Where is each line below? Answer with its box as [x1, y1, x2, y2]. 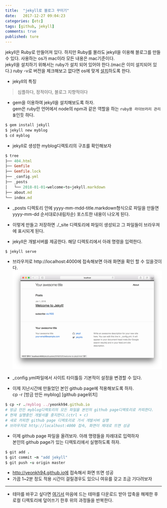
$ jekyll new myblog [5, 127, 48, 133]
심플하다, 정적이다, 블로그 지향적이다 [17, 89, 88, 95]
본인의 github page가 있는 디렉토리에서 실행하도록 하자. [12, 439, 121, 445]
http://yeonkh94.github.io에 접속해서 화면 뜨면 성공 [12, 470, 114, 476]
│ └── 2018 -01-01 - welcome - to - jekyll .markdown [5, 185, 106, 190]
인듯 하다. [15, 112, 35, 118]
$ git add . [5, 449, 30, 455]
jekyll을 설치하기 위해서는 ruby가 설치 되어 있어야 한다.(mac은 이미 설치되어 [5, 62, 152, 67]
